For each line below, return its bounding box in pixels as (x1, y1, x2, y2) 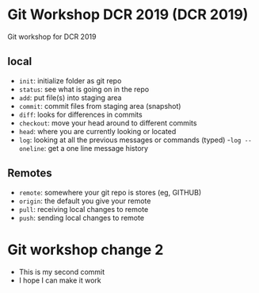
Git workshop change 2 (7, 241, 164, 259)
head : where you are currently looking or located (18, 126, 177, 136)
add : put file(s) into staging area (18, 93, 122, 102)
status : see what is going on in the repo (18, 84, 150, 94)
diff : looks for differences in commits (18, 110, 143, 119)
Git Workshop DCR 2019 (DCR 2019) (7, 6, 249, 24)
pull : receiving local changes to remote (18, 204, 149, 214)
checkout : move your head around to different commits (18, 118, 197, 128)
